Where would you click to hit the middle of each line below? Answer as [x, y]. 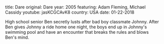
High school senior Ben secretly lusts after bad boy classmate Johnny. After [82, 22]
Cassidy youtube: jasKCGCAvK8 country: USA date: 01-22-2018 [70, 12]
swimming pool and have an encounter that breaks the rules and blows [77, 32]
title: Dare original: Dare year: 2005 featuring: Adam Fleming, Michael [76, 7]
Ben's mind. [17, 37]
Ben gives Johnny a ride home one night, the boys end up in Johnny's [76, 27]
